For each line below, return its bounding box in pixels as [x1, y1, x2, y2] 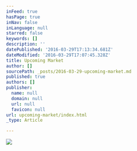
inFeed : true [6, 8, 38, 15]
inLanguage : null [6, 25, 48, 31]
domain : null [11, 95, 43, 101]
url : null [11, 101, 35, 107]
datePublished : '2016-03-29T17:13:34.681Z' [6, 47, 114, 53]
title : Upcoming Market [6, 57, 64, 63]
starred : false [6, 30, 43, 36]
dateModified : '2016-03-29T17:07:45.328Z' [6, 52, 111, 58]
